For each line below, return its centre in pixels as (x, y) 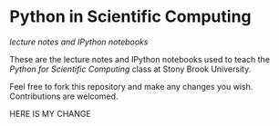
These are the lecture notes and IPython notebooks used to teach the (140, 59)
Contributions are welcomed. (64, 96)
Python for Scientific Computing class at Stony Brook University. (130, 69)
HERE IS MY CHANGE (50, 113)
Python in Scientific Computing (131, 17)
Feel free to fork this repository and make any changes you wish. (131, 86)
